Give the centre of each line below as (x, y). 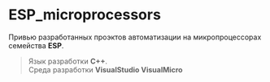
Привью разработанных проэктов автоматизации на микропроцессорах (135, 37)
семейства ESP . (36, 45)
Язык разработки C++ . (68, 61)
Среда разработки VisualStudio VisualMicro (105, 69)
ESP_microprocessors (85, 15)
